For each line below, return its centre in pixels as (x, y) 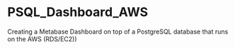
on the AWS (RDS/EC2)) (42, 38)
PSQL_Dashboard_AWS (78, 12)
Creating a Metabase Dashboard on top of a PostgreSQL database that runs (118, 31)
